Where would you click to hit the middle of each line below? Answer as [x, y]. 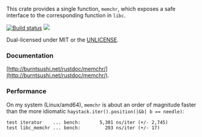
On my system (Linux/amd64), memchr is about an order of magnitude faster [101, 105]
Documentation [30, 56]
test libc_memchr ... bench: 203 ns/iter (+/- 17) [83, 128]
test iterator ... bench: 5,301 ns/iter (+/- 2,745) [87, 122]
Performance [27, 91]
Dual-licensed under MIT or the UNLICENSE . [63, 40]
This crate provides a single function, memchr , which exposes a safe [91, 9]
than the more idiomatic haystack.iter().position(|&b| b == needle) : [95, 111]
